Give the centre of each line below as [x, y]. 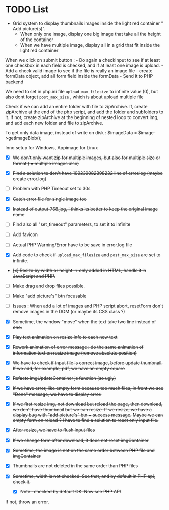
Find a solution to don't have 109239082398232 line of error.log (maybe [88, 173]
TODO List [27, 9]
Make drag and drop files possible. [48, 286]
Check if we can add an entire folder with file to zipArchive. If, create [76, 106]
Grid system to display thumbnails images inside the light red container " [88, 23]
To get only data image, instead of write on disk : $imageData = [71, 132]
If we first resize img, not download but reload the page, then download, [88, 404]
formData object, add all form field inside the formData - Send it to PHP [79, 76]
